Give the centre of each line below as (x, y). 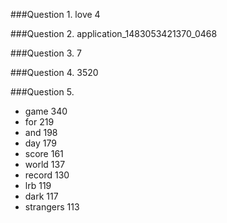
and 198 (41, 132)
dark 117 (41, 196)
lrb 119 (38, 185)
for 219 (39, 122)
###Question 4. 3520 (54, 72)
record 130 (47, 175)
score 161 (44, 153)
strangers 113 (52, 207)
